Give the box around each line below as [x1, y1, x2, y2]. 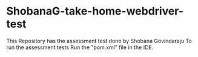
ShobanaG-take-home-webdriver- [6, 4, 183, 18]
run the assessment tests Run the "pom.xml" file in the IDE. [6, 44, 154, 51]
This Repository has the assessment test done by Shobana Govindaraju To [6, 37, 192, 44]
